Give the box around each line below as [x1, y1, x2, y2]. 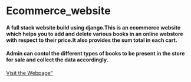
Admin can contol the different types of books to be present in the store [6, 50, 185, 57]
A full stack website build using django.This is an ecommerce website [6, 24, 181, 31]
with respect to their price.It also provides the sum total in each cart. [6, 37, 178, 44]
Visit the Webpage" [6, 69, 53, 76]
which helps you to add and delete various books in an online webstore [6, 30, 184, 37]
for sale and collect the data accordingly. [6, 56, 109, 63]
